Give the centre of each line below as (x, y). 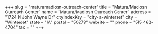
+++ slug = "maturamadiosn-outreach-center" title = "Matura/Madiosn (76, 7)
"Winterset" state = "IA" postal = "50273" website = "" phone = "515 (74, 22)
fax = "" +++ (31, 27)
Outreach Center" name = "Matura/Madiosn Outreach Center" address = (78, 12)
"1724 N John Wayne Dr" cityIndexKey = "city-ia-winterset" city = (71, 17)
